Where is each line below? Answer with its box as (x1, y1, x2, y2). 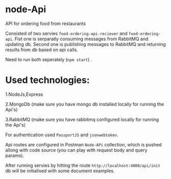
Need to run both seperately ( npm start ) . (5, 56, 92, 62)
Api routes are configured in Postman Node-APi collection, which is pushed (5, 141, 162, 147)
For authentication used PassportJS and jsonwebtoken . (5, 132, 118, 138)
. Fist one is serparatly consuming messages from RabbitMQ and (12, 36, 149, 42)
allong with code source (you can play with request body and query (5, 147, 148, 153)
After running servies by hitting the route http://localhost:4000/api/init (5, 162, 161, 168)
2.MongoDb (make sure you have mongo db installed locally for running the (5, 101, 164, 107)
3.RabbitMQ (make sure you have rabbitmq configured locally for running (5, 116, 159, 122)
